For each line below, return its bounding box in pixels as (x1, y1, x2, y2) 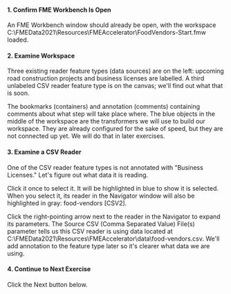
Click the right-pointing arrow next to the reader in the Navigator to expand (7, 212, 221, 220)
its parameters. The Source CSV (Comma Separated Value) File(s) (7, 219, 195, 228)
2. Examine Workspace (7, 51, 75, 60)
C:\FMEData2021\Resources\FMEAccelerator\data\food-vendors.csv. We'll (7, 234, 220, 243)
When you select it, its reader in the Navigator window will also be (7, 191, 195, 200)
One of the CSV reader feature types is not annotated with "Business (7, 163, 204, 171)
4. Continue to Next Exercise (7, 265, 91, 273)
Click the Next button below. (7, 280, 88, 288)
